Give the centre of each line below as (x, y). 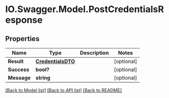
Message (19, 78)
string (43, 78)
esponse (24, 20)
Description (94, 53)
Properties (22, 39)
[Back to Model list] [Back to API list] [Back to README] (64, 90)
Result (16, 61)
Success (19, 69)
